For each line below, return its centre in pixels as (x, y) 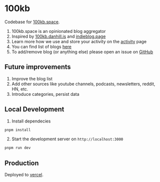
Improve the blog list (32, 78)
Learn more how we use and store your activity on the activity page (79, 41)
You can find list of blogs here (41, 46)
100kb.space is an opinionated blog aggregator (59, 31)
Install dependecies (31, 121)
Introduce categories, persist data (45, 94)
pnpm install (18, 130)
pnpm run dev (18, 148)
